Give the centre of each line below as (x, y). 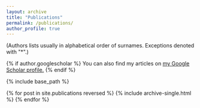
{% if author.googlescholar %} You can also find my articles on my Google (98, 64)
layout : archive (26, 12)
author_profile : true (33, 28)
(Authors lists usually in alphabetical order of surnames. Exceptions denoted (100, 46)
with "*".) (17, 52)
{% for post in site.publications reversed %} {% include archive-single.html (99, 93)
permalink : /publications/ (40, 23)
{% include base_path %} (38, 82)
